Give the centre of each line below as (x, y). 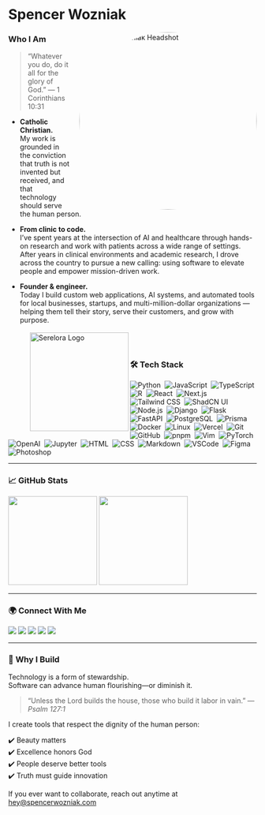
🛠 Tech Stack (157, 365)
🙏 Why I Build (34, 660)
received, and (42, 181)
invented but (40, 172)
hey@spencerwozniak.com (52, 802)
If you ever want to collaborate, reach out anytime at (93, 794)
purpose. (34, 320)
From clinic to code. (53, 230)
